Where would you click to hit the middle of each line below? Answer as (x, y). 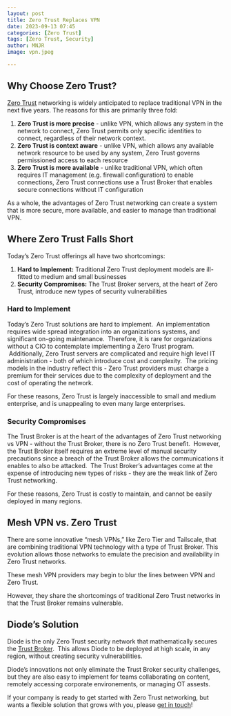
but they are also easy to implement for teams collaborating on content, (109, 677)
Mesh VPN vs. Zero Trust (62, 523)
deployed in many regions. (45, 501)
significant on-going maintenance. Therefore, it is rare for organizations (110, 338)
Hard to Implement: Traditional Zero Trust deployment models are (111, 269)
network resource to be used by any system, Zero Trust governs (108, 153)
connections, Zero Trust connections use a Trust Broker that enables (114, 182)
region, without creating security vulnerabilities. (75, 656)
